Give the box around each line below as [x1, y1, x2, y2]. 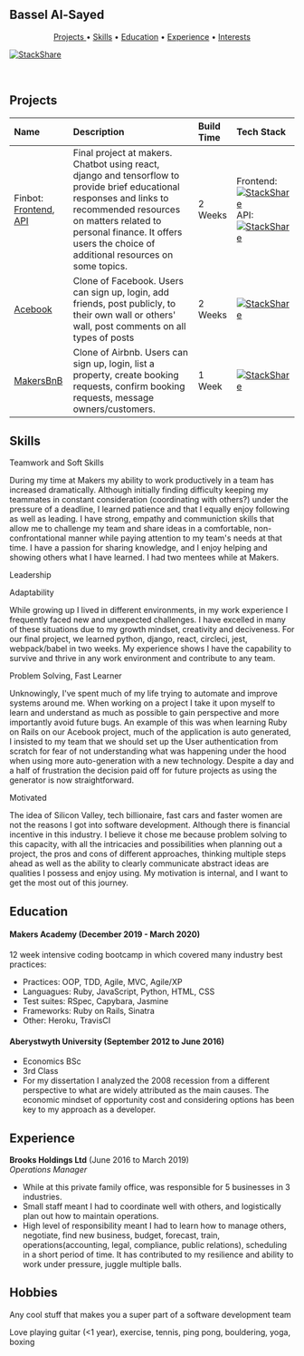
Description [72, 125, 125, 138]
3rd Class [22, 1066, 59, 1077]
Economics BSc [22, 1056, 81, 1067]
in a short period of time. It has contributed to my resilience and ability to [22, 1249, 294, 1260]
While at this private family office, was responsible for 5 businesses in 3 [22, 1182, 291, 1193]
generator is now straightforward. [9, 775, 134, 785]
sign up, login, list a [72, 357, 156, 370]
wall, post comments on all [72, 319, 186, 332]
